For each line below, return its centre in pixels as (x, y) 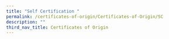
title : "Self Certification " (43, 11)
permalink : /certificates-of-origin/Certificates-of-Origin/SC (85, 17)
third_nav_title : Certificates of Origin (57, 27)
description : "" (26, 22)
